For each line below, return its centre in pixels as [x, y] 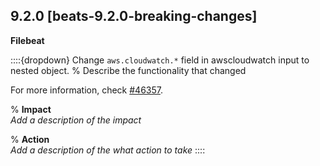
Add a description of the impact [76, 120]
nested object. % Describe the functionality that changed [128, 70]
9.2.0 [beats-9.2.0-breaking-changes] [134, 16]
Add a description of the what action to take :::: [108, 150]
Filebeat [27, 40]
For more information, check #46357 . [86, 90]
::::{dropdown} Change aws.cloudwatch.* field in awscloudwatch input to [160, 60]
